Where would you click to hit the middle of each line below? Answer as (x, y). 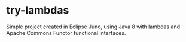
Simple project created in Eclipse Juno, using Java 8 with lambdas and (93, 27)
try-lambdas (38, 10)
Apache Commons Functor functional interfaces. (66, 33)
